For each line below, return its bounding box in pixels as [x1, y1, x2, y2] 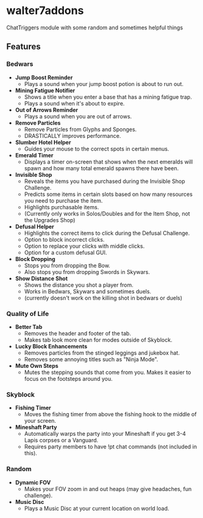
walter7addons [6, 4, 84, 18]
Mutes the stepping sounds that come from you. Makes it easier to [24, 369, 191, 376]
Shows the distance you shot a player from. [24, 281, 134, 289]
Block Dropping [15, 255, 56, 262]
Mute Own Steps [15, 362, 59, 369]
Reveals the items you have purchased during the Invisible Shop [24, 178, 185, 185]
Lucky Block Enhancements [15, 342, 88, 350]
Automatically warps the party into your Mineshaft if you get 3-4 [24, 430, 186, 437]
